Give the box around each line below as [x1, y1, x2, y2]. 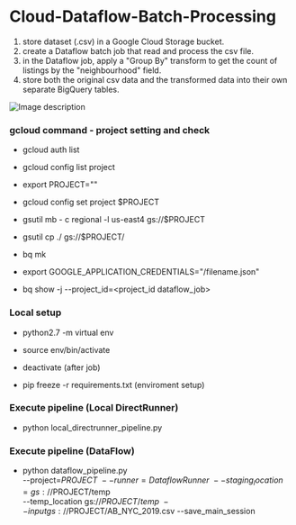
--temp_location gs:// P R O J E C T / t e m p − [22, 495, 169, 506]
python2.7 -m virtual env [22, 327, 114, 338]
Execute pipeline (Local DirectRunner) [9, 402, 179, 414]
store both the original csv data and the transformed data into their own [22, 74, 288, 85]
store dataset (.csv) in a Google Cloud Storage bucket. [22, 36, 225, 47]
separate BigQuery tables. [22, 84, 120, 95]
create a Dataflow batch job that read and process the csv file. [22, 45, 255, 56]
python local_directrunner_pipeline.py [22, 421, 163, 433]
